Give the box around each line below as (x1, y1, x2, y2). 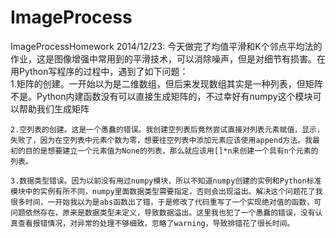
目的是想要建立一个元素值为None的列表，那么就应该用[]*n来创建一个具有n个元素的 (24, 146, 319, 156)
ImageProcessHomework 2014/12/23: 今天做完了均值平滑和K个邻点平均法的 (10, 40, 323, 52)
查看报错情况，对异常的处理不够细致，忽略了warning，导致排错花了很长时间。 (17, 218, 295, 228)
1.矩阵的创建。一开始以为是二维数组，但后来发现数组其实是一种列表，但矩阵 (10, 77, 323, 90)
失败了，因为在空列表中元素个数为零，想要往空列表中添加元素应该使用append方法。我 (10, 135, 313, 145)
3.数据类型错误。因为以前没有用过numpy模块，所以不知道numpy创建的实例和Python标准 (10, 176, 322, 186)
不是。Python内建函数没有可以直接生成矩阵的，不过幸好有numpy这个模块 (10, 90, 313, 102)
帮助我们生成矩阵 (18, 102, 90, 115)
